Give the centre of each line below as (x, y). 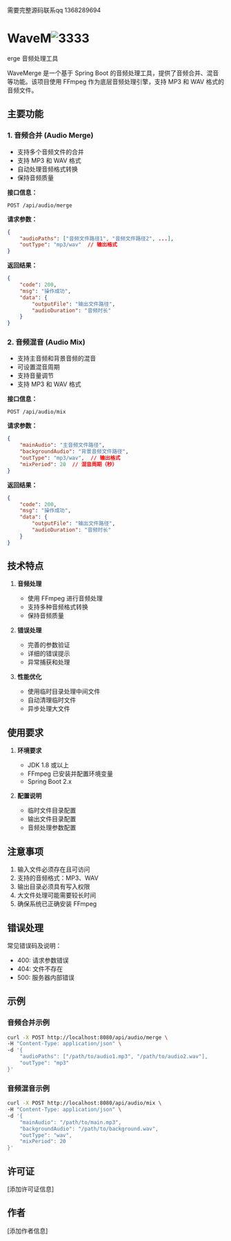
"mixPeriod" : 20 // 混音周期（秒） (69, 464)
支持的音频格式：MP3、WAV (58, 878)
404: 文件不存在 (40, 969)
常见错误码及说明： (34, 945)
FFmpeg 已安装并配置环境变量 (70, 774)
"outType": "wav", (46, 1135)
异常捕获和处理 (49, 662)
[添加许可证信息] (31, 1189)
